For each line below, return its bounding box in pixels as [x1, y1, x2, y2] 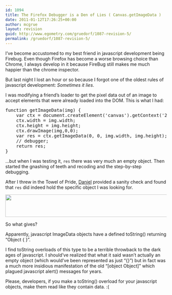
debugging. [5, 169, 30, 175]
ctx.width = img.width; [16, 117, 76, 123]
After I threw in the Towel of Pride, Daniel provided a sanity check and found [5, 179, 166, 185]
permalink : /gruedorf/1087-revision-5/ [5, 36, 91, 42]
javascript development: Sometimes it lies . [5, 82, 95, 88]
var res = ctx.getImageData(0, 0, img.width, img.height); [16, 133, 167, 139]
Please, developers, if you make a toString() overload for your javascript [5, 278, 157, 284]
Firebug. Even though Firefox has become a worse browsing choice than [5, 55, 159, 62]
